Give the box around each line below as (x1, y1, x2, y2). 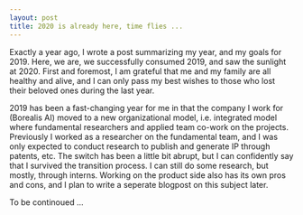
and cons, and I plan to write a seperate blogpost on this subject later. (9, 179, 269, 190)
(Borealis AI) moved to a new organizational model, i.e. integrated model (9, 112, 278, 123)
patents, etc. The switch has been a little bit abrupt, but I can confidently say (9, 150, 294, 161)
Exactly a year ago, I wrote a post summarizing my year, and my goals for (9, 46, 282, 57)
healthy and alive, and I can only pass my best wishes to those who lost (9, 75, 276, 86)
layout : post (9, 13, 59, 23)
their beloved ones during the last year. (9, 85, 155, 96)
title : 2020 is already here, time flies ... (9, 22, 183, 31)
